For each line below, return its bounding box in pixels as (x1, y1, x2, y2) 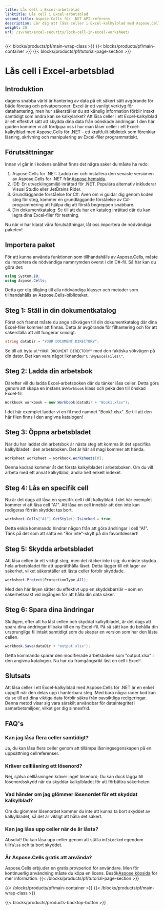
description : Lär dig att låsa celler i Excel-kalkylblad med (5, 20, 134, 26)
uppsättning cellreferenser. (5, 750, 60, 756)
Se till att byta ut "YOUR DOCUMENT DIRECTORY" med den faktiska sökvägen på (5, 348, 155, 354)
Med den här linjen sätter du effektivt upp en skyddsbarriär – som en (5, 586, 143, 592)
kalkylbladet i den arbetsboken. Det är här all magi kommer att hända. (5, 446, 145, 452)
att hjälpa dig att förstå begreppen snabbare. (44, 202, 135, 207)
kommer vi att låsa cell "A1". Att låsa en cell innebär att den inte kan (5, 502, 140, 508)
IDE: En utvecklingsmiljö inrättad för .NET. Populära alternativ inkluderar (12, 181, 157, 187)
